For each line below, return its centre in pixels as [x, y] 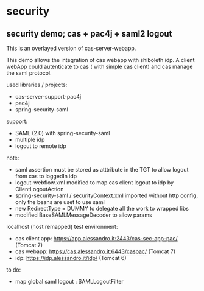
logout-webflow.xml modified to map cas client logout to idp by [94, 183]
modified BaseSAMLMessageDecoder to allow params [83, 215]
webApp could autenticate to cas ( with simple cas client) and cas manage [100, 66]
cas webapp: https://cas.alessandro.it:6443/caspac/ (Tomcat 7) [95, 251]
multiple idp [30, 139]
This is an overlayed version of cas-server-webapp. [71, 48]
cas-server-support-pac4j [48, 96]
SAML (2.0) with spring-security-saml [62, 133]
